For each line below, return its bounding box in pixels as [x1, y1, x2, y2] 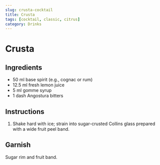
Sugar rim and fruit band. [5, 154, 58, 160]
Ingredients [5, 63, 42, 72]
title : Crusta [5, 12, 35, 17]
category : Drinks [5, 21, 42, 27]
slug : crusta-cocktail [5, 7, 53, 13]
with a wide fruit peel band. [12, 126, 70, 132]
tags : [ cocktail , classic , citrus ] [5, 17, 80, 22]
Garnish [5, 141, 31, 149]
